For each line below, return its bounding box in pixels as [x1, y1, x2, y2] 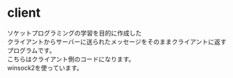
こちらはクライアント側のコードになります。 [7, 54, 135, 63]
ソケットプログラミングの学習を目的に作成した [7, 29, 142, 37]
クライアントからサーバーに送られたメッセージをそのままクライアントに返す [7, 37, 227, 46]
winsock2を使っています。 [7, 63, 84, 72]
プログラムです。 [7, 46, 56, 54]
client [7, 5, 41, 21]
